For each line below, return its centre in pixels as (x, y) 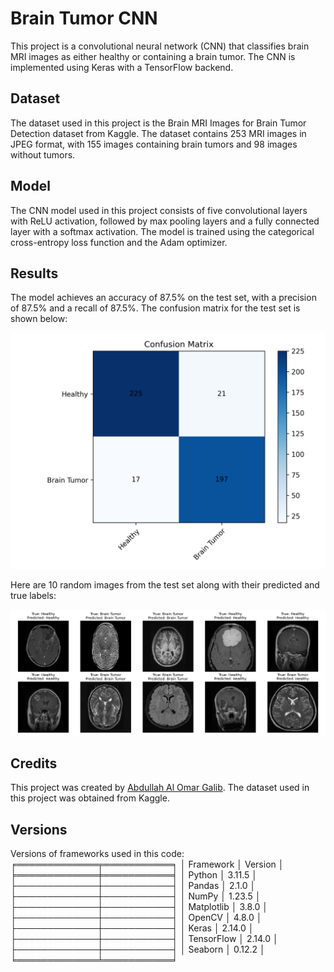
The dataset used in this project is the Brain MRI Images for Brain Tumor (158, 123)
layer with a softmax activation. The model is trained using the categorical (162, 231)
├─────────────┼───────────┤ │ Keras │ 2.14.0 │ (132, 928)
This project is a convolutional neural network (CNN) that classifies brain (160, 46)
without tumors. (43, 154)
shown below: (39, 319)
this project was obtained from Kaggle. (90, 798)
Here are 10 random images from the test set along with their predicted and (165, 585)
